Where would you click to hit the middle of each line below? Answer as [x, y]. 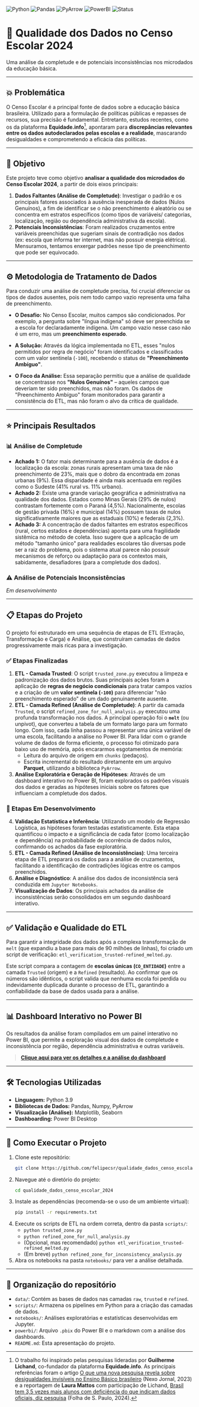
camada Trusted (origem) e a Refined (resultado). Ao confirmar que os [92, 972]
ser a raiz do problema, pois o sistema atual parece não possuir [92, 549]
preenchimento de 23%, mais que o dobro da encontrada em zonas [97, 474]
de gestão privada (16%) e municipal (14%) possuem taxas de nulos [98, 512]
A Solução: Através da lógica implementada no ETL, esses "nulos [95, 346]
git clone [27, 1168]
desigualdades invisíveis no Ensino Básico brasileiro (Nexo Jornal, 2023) [103, 1379]
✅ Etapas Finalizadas [37, 660]
